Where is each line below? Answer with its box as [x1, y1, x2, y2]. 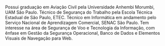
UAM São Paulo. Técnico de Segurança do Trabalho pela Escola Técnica [5, 9, 153, 15]
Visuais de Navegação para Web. [5, 35, 73, 41]
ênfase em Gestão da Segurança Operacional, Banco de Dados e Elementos [5, 30, 161, 36]
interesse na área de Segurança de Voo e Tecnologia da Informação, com [5, 25, 155, 31]
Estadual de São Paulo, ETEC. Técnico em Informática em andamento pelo [5, 15, 157, 20]
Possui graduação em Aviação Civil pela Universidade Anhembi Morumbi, [5, 4, 155, 10]
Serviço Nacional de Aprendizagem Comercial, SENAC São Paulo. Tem [5, 20, 149, 25]
